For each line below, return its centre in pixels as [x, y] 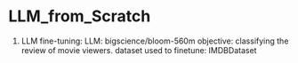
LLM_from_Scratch [80, 16]
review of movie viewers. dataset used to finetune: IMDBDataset [139, 50]
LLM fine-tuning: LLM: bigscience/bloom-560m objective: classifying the [155, 41]
